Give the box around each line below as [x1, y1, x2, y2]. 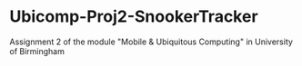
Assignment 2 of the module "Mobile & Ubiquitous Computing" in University [9, 36, 294, 47]
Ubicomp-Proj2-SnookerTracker [9, 6, 258, 27]
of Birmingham [9, 45, 65, 56]
